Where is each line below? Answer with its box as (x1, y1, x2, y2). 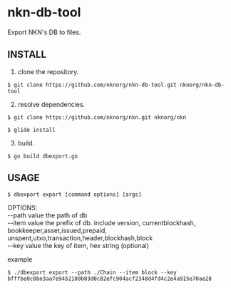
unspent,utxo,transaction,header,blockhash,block (7, 233, 153, 242)
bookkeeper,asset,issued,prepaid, (7, 226, 107, 235)
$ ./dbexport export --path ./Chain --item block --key (7, 269, 177, 276)
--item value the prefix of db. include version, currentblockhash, (7, 218, 196, 227)
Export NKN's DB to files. (7, 28, 81, 36)
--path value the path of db (7, 211, 88, 220)
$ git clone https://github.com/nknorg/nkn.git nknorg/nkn (7, 113, 187, 121)
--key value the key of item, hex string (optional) (7, 241, 150, 250)
